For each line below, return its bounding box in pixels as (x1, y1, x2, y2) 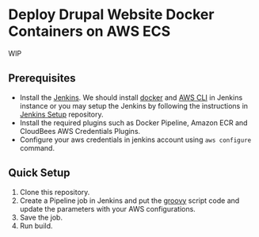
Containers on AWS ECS (8, 22, 171, 40)
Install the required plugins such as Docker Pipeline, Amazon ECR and (19, 117, 248, 128)
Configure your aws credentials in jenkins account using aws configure (19, 135, 252, 144)
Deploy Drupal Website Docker (8, 6, 215, 24)
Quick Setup (8, 166, 70, 180)
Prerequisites (8, 71, 76, 85)
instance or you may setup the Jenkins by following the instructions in (19, 101, 248, 110)
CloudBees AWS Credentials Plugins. (19, 126, 141, 136)
